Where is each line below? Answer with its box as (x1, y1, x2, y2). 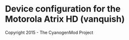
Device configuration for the (5, 3, 121, 14)
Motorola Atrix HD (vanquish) (5, 13, 125, 25)
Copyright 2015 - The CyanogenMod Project (5, 29, 93, 35)
